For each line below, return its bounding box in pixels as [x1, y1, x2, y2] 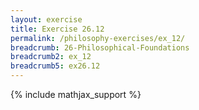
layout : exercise [10, 14, 83, 25]
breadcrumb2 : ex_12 [10, 52, 92, 62]
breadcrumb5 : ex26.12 [10, 61, 101, 71]
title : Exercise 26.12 [10, 24, 105, 34]
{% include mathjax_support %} [10, 89, 142, 100]
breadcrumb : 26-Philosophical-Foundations [10, 42, 190, 53]
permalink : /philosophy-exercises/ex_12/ [10, 33, 186, 43]
